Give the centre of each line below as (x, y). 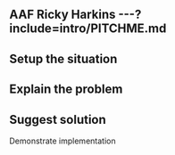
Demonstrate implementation (62, 141)
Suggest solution (58, 119)
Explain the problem (66, 90)
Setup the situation (63, 58)
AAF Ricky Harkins (62, 15)
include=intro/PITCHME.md (88, 29)
